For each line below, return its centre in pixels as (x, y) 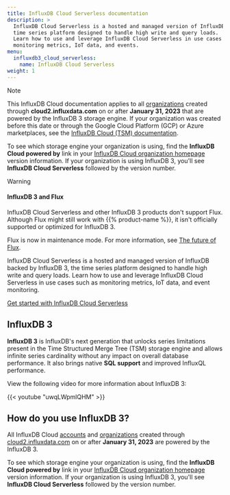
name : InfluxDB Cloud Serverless (67, 64)
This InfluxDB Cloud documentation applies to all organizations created (107, 104)
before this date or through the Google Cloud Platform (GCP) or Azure (105, 125)
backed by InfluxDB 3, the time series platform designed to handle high (107, 267)
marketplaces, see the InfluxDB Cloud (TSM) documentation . (93, 133)
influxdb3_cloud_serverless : (55, 58)
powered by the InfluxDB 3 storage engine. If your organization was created (114, 118)
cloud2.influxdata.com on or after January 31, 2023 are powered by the (108, 442)
